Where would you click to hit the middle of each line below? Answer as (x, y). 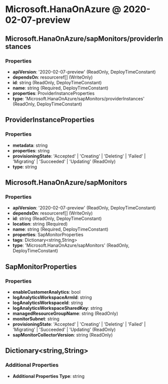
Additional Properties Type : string (48, 376)
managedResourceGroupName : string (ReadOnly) (65, 313)
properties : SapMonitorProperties (48, 235)
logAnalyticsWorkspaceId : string (48, 303)
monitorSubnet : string (36, 318)
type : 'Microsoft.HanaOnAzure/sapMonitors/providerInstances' (78, 98)
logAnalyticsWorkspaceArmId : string (52, 297)
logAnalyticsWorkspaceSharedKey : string (57, 308)
